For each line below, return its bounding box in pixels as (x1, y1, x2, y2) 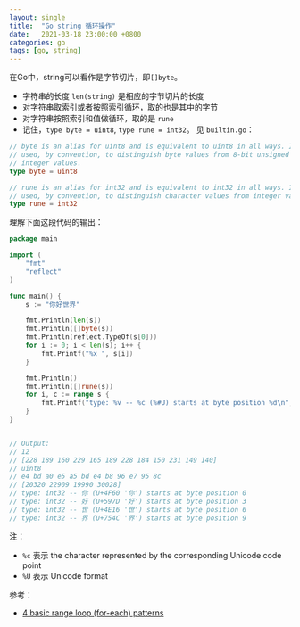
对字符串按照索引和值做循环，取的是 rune (21, 113, 174, 124)
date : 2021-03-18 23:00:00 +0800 (9, 29, 142, 38)
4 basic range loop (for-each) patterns (21, 607, 164, 618)
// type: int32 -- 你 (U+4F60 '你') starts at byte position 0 (9, 489, 247, 498)
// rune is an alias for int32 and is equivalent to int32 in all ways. (9, 183, 286, 192)
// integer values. (9, 158, 82, 168)
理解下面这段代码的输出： (9, 217, 104, 227)
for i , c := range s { (25, 390, 110, 400)
